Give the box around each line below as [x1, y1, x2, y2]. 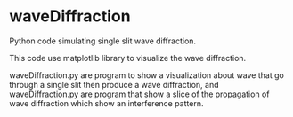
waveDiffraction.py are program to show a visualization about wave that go [9, 69, 285, 81]
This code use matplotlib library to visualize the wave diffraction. [9, 52, 247, 63]
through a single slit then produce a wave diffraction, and [9, 79, 219, 90]
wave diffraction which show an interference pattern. [9, 97, 204, 108]
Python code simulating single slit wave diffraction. [9, 35, 197, 46]
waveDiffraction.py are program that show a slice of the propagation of [9, 89, 270, 99]
